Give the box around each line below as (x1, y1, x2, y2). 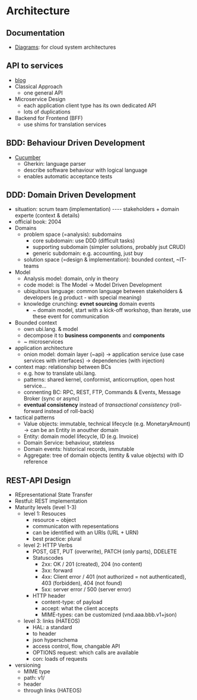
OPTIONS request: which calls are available (32, 649, 139, 656)
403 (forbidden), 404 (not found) (41, 579, 123, 587)
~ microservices (23, 338, 63, 345)
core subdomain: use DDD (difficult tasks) (32, 237, 135, 244)
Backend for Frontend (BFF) (14, 114, 83, 121)
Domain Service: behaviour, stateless (23, 439, 115, 446)
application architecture (14, 345, 73, 352)
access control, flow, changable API (32, 643, 120, 650)
